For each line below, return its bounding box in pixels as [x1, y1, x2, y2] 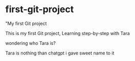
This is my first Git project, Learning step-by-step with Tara [5, 30, 130, 36]
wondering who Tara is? [5, 40, 56, 46]
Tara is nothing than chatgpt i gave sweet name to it [5, 50, 115, 56]
